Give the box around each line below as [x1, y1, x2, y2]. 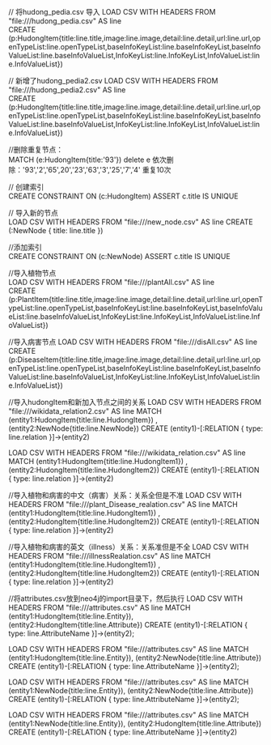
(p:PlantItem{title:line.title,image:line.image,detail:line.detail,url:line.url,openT [8, 295, 264, 304]
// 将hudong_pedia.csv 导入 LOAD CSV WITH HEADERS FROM [8, 7, 216, 16]
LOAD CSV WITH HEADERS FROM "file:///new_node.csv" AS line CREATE [8, 217, 253, 227]
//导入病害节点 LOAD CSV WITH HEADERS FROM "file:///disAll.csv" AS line [8, 337, 257, 347]
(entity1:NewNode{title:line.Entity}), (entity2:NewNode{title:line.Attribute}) [8, 686, 254, 695]
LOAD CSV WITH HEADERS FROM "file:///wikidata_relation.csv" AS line [8, 448, 246, 458]
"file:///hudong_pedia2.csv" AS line [8, 85, 126, 95]
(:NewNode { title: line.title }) [8, 226, 104, 235]
